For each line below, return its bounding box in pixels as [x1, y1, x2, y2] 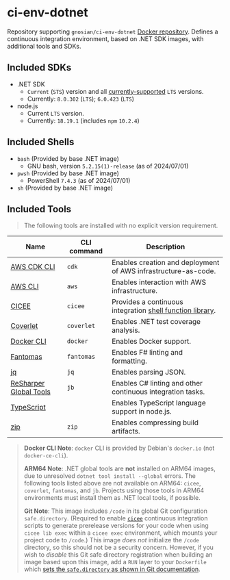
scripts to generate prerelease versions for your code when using [23, 522, 209, 530]
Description [146, 242, 186, 251]
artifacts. [112, 427, 140, 436]
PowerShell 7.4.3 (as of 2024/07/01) [27, 176, 131, 184]
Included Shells [7, 136, 75, 148]
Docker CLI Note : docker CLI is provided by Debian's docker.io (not [23, 444, 215, 453]
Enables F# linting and [112, 348, 183, 357]
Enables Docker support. [112, 337, 192, 346]
